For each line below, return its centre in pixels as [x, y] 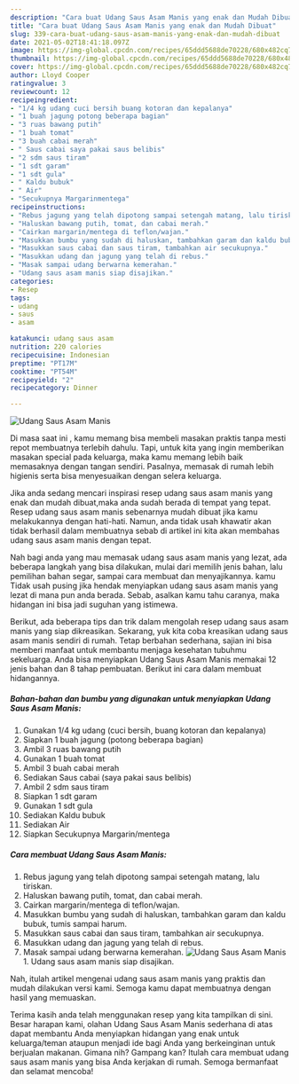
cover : [22, 67]
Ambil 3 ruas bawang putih [72, 750]
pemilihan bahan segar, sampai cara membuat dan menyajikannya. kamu [143, 577]
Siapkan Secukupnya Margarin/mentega [96, 834]
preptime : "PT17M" [44, 363]
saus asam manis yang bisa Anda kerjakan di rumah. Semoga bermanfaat [144, 1062]
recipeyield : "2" [42, 380]
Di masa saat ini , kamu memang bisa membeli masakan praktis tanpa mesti [148, 438]
